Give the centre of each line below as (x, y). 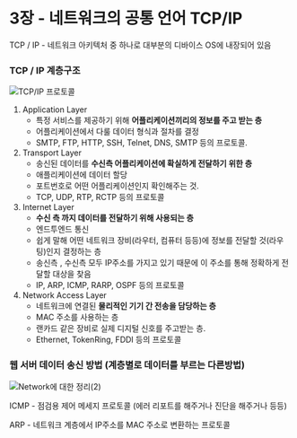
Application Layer (55, 109)
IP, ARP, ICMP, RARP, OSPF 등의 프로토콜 (110, 285)
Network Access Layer (65, 295)
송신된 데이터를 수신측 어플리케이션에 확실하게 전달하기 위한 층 (144, 163)
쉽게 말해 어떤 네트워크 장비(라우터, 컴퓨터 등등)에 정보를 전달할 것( (153, 241)
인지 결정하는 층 (74, 251)
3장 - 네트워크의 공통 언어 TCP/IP (126, 18)
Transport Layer (52, 153)
